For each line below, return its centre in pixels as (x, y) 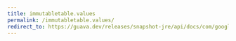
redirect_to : (26, 26)
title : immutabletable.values (52, 14)
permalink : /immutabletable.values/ (61, 20)
